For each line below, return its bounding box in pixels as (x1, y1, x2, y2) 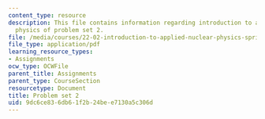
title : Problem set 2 (8, 92, 80, 99)
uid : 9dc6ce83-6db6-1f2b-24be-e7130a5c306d (8, 99, 154, 106)
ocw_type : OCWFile (8, 63, 69, 70)
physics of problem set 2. (15, 26, 104, 34)
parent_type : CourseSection (8, 77, 101, 85)
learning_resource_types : (8, 48, 93, 56)
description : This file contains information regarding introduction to (8, 19, 252, 27)
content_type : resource (8, 11, 87, 20)
